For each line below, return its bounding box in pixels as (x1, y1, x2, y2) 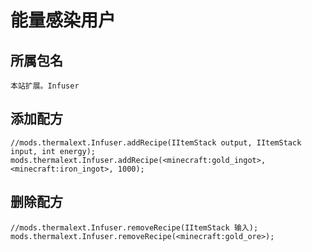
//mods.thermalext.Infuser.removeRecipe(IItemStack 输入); (10, 222, 259, 233)
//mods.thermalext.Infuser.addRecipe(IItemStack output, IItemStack (10, 137, 302, 148)
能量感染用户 (10, 9, 117, 32)
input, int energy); (10, 146, 97, 156)
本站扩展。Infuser (10, 81, 80, 91)
